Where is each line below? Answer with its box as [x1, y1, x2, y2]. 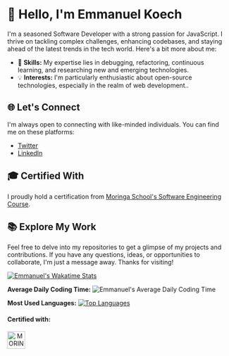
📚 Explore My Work [7, 221, 97, 233]
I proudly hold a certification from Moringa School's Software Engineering [7, 192, 222, 201]
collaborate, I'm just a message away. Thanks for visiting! [7, 258, 174, 267]
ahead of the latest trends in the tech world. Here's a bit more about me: [7, 44, 217, 53]
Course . [7, 200, 30, 208]
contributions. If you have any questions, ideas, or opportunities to [7, 250, 201, 259]
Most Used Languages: [7, 299, 77, 307]
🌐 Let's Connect [7, 101, 80, 113]
